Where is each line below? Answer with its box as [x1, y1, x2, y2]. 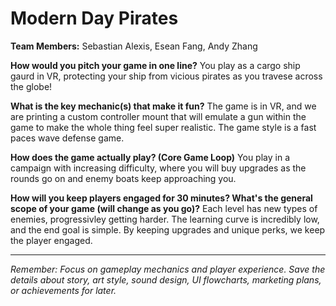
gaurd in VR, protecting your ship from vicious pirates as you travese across [10, 70, 323, 82]
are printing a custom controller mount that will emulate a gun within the [10, 110, 307, 122]
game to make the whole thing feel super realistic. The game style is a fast [10, 121, 317, 133]
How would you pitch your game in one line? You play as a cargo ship [10, 59, 301, 71]
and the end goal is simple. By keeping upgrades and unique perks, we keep [10, 223, 326, 236]
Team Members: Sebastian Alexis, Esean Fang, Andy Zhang [10, 40, 258, 52]
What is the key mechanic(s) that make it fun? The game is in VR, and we [10, 100, 317, 112]
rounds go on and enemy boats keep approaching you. [10, 172, 237, 184]
